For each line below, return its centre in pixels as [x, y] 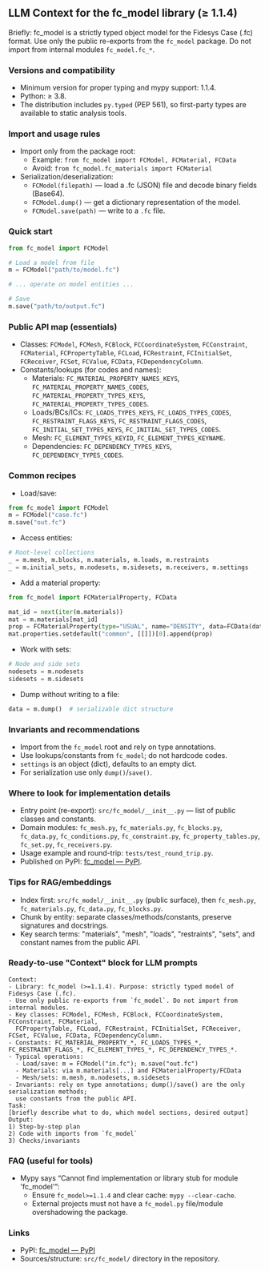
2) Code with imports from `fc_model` [73, 1133]
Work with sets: [46, 650]
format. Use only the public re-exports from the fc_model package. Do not [130, 41]
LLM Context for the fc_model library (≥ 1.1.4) [123, 13]
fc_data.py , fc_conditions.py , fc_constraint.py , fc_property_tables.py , [140, 836]
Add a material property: [60, 583]
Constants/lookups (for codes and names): [90, 370]
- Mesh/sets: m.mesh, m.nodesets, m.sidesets [93, 1077]
